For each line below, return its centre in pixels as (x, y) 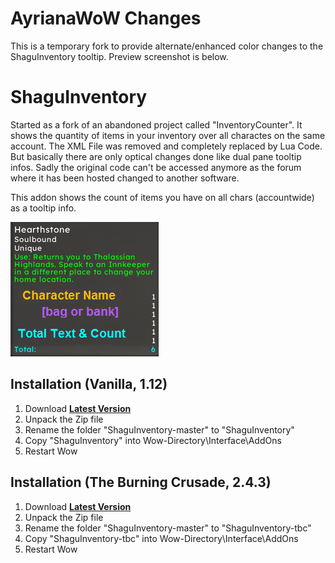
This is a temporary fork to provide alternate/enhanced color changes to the (167, 46)
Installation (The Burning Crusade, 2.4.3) (141, 482)
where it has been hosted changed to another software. (125, 178)
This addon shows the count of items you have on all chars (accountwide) (162, 197)
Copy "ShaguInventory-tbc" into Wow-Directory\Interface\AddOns (161, 538)
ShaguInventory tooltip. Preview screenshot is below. (119, 56)
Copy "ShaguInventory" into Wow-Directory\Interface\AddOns (153, 440)
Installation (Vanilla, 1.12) (89, 384)
